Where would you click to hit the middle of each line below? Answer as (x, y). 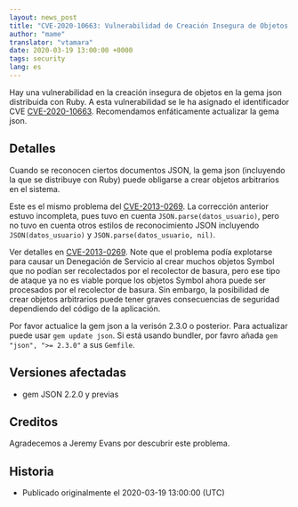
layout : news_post (43, 17)
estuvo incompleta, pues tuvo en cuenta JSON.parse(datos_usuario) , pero (145, 215)
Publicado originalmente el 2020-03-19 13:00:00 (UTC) (123, 493)
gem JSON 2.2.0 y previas (70, 394)
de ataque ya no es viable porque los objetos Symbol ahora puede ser (138, 280)
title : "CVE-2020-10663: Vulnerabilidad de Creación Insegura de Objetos (149, 26)
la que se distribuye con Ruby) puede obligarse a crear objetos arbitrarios (145, 180)
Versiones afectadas (68, 373)
